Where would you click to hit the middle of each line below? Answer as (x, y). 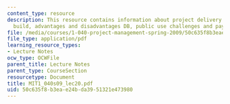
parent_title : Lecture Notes (49, 64)
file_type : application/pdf (47, 39)
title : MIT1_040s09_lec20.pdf (50, 83)
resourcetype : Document (41, 77)
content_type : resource (41, 13)
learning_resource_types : (44, 45)
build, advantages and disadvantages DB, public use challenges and (113, 26)
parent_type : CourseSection (47, 70)
